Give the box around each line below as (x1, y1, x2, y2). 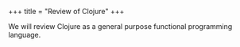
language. (8, 31, 41, 39)
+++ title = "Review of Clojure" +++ (8, 7, 125, 16)
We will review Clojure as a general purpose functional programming (8, 22, 233, 31)
